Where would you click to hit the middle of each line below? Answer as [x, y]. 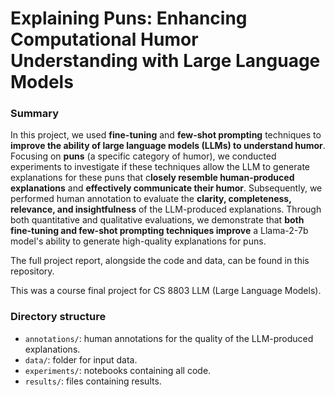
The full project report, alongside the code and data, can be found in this [160, 261]
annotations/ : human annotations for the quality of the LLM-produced [169, 338]
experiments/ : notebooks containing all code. [118, 370]
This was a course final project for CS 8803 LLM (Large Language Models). [166, 291]
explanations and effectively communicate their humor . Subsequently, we [166, 188]
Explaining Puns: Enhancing [129, 18]
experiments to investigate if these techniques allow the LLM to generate [160, 167]
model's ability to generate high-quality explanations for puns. [138, 241]
